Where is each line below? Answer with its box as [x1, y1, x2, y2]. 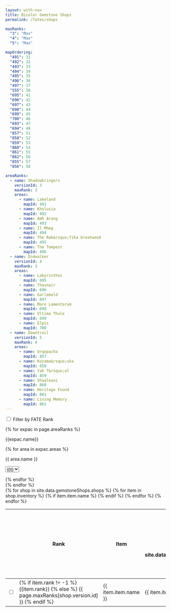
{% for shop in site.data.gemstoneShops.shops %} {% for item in [5, 487, 141, 493]
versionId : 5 [14, 335, 42, 340]
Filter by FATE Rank [12, 416, 53, 422]
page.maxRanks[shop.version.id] [19, 592, 98, 599]
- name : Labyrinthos [18, 273, 63, 278]
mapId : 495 [23, 240, 47, 245]
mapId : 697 [23, 297, 47, 302]
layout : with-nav [5, 7, 42, 13]
